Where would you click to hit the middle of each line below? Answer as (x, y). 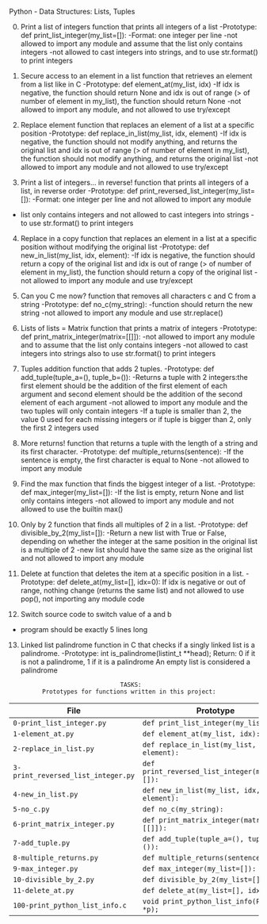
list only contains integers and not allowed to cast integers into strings (135, 215)
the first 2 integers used (59, 428)
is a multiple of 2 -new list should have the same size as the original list (136, 550)
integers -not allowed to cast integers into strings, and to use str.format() (139, 52)
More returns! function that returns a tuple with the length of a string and (139, 443)
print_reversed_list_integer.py (74, 775)
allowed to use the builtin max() (72, 509)
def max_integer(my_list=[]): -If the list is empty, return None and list (132, 492)
